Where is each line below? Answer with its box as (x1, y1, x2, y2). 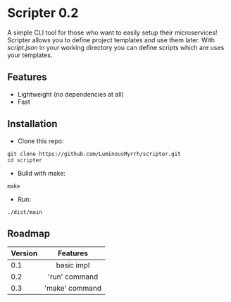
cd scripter (7, 157, 42, 164)
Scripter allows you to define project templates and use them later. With (7, 35, 215, 44)
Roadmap (7, 227, 51, 239)
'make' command (44, 284, 102, 294)
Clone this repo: (17, 136, 64, 145)
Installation (7, 118, 58, 130)
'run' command (47, 272, 99, 282)
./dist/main (7, 208, 42, 216)
